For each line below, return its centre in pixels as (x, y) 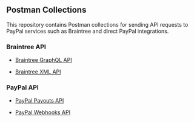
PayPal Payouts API (39, 101)
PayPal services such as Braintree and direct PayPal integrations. (88, 31)
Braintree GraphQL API (43, 60)
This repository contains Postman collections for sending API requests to (97, 24)
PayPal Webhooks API (43, 112)
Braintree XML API (38, 72)
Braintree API (26, 47)
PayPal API (23, 87)
